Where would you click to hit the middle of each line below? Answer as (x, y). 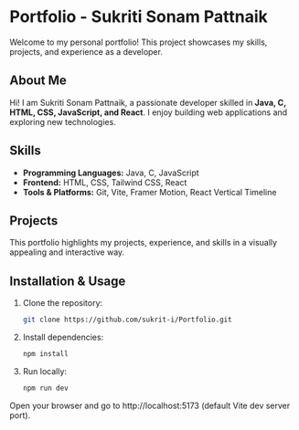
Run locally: (44, 371)
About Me (38, 81)
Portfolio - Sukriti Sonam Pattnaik (139, 17)
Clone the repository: (63, 303)
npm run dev (45, 388)
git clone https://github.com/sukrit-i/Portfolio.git (127, 320)
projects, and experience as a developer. (86, 51)
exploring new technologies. (63, 121)
